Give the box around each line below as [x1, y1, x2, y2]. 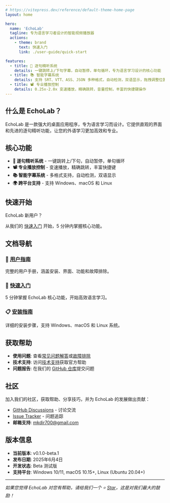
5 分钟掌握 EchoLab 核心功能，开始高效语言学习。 [5, 294, 110, 301]
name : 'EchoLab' [10, 26, 44, 31]
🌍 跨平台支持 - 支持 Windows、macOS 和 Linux [12, 180, 112, 186]
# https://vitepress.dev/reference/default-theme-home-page [5, 7, 135, 13]
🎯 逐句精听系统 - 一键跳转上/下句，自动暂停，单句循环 [12, 158, 125, 164]
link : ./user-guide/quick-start [18, 49, 87, 55]
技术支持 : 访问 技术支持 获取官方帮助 [12, 359, 87, 365]
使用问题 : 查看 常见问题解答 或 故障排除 [12, 353, 91, 359]
